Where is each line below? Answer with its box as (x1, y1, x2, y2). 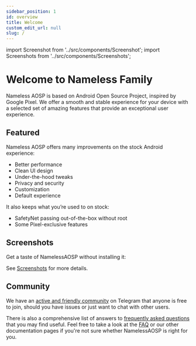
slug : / (6, 30, 25, 36)
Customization (14, 185, 50, 193)
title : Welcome (6, 19, 43, 25)
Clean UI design (14, 167, 54, 174)
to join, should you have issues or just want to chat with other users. (6, 303, 170, 310)
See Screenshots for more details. (6, 264, 88, 272)
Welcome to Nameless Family (6, 73, 153, 86)
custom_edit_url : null (6, 25, 61, 31)
